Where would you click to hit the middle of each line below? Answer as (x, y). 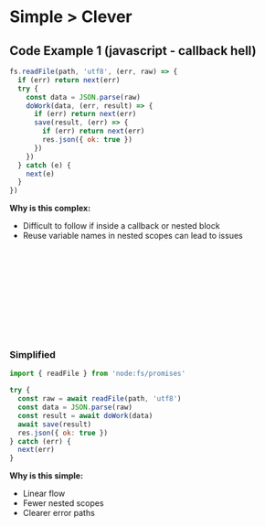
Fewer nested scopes (63, 503)
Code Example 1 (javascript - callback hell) (133, 51)
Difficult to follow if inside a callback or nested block (122, 226)
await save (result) (55, 424)
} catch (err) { (40, 441)
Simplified (33, 355)
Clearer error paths (59, 513)
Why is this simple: (47, 476)
